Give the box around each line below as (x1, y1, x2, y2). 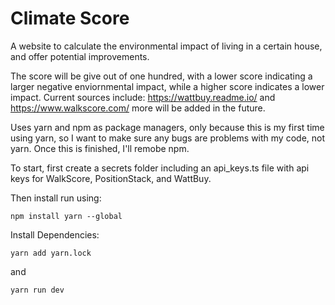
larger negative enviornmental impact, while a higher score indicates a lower (10, 80, 325, 92)
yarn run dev (10, 285, 65, 295)
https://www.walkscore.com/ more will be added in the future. (10, 102, 266, 114)
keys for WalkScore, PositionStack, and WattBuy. (10, 172, 212, 184)
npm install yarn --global (10, 211, 123, 221)
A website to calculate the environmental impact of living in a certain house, (10, 40, 323, 52)
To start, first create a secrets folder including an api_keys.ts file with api (10, 162, 310, 174)
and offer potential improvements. (10, 50, 150, 62)
